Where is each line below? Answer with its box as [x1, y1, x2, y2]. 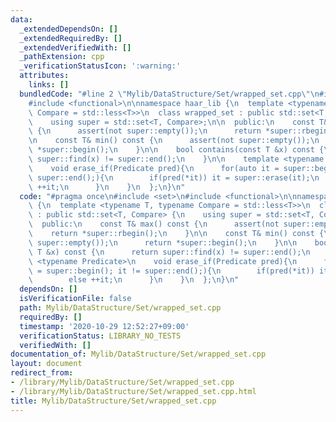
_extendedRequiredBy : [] [19, 33, 123, 43]
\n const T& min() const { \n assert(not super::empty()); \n [28, 136, 320, 146]
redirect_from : [10, 368, 74, 378]
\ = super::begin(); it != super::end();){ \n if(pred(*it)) [28, 266, 315, 276]
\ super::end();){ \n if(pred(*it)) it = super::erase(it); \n [28, 172, 320, 183]
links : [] [28, 80, 70, 90]
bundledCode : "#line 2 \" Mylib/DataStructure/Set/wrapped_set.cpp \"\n [19, 89, 320, 99]
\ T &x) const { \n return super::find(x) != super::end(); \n [28, 247, 311, 257]
